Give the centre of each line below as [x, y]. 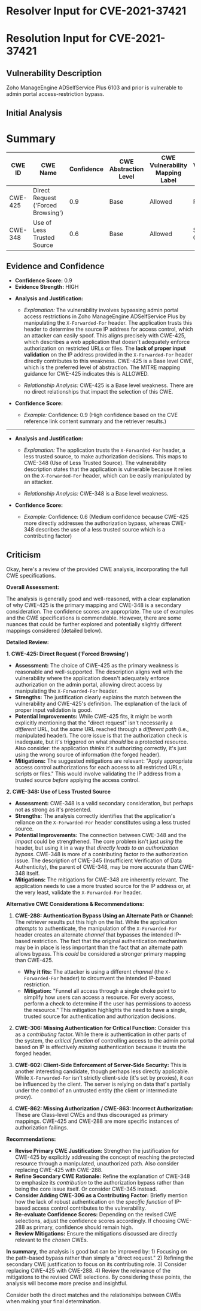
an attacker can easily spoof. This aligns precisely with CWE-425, [105, 336]
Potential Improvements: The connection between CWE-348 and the [100, 835]
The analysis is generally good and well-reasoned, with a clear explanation [98, 599]
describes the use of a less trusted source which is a [100, 530]
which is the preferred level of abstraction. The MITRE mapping [102, 367]
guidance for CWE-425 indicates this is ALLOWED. [86, 374]
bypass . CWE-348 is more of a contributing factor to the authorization [101, 854]
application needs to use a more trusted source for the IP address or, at [103, 886]
